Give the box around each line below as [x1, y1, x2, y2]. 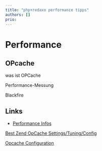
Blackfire [5, 92, 24, 98]
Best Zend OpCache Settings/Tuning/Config [5, 130, 97, 136]
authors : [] [5, 12, 30, 17]
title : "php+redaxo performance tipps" [5, 7, 89, 13]
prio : [5, 17, 17, 22]
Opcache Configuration [5, 140, 54, 146]
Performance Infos [12, 120, 52, 127]
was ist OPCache [5, 72, 41, 79]
